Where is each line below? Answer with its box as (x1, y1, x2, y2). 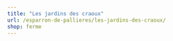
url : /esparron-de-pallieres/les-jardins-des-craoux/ (7, 17, 167, 24)
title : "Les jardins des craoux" (7, 10, 104, 17)
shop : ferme (7, 23, 42, 30)
